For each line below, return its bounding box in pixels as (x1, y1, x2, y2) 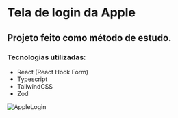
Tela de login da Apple (7, 5, 136, 20)
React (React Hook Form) (16, 68, 89, 76)
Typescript (16, 75, 48, 83)
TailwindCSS (16, 82, 53, 90)
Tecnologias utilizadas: (7, 53, 86, 62)
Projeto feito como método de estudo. (7, 32, 172, 44)
